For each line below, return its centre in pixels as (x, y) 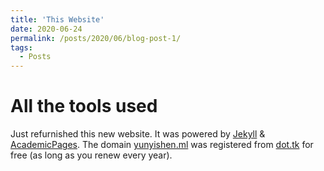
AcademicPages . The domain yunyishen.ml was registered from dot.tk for (162, 145)
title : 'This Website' (57, 19)
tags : (21, 47)
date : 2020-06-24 (46, 29)
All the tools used (84, 106)
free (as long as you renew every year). (91, 155)
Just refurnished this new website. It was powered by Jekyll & (138, 134)
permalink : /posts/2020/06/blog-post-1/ (96, 38)
